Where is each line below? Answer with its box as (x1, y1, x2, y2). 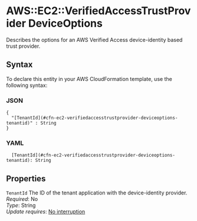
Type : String (6, 202, 36, 209)
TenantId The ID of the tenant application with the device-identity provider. (6, 189, 188, 196)
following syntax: (6, 82, 48, 89)
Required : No (6, 196, 38, 203)
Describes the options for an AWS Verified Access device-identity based (6, 36, 183, 43)
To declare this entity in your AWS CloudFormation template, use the (6, 75, 172, 82)
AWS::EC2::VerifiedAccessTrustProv (6, 4, 191, 18)
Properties (6, 173, 46, 184)
